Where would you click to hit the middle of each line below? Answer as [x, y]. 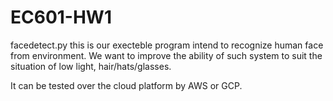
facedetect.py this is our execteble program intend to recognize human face [167, 45]
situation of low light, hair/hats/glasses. [91, 66]
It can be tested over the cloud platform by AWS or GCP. [126, 85]
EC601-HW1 [61, 17]
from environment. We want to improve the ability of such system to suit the [166, 55]
